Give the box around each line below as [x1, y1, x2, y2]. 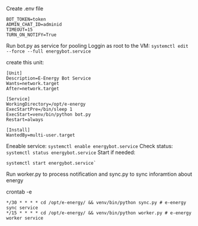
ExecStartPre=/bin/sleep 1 [6, 106, 73, 112]
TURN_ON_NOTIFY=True [6, 32, 57, 38]
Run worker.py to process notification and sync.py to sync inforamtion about [6, 171, 193, 178]
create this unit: [6, 59, 44, 65]
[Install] [6, 127, 31, 133]
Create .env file [6, 5, 44, 12]
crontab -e [6, 188, 33, 195]
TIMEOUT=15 [6, 27, 33, 32]
